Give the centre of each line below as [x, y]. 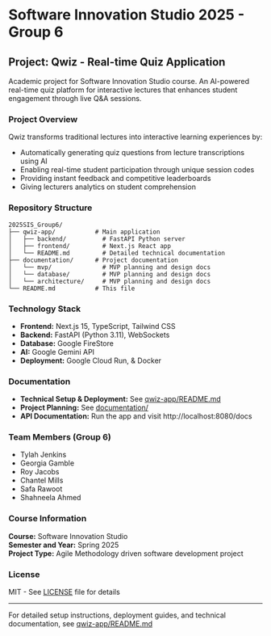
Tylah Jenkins [43, 455]
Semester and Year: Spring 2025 [64, 545]
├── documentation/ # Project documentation [94, 260]
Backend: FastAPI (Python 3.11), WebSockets [95, 335]
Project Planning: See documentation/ [84, 408]
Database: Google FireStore [67, 343]
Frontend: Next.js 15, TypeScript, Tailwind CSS [98, 326]
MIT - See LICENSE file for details [65, 592]
